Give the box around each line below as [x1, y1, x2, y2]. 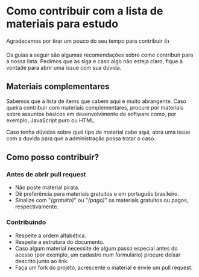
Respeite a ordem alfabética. [14, 232, 86, 239]
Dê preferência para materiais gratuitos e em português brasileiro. [14, 190, 180, 198]
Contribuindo [6, 218, 46, 226]
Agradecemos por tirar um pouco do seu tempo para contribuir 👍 [6, 37, 170, 45]
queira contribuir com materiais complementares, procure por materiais [6, 104, 184, 111]
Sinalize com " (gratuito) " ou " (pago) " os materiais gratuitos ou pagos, [14, 197, 189, 204]
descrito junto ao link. [14, 257, 69, 264]
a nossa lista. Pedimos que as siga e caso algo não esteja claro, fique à [6, 57, 183, 64]
